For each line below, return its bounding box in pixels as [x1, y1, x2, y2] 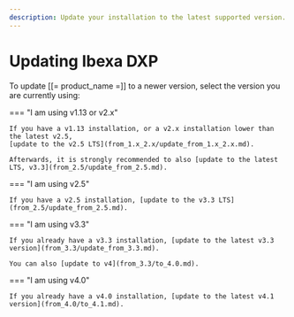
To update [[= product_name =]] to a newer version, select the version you [9, 81, 281, 91]
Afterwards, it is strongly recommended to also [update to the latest [9, 155, 278, 164]
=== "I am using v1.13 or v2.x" [9, 107, 118, 118]
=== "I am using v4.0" [9, 274, 90, 285]
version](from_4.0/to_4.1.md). [9, 299, 124, 308]
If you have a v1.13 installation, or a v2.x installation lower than [9, 124, 275, 133]
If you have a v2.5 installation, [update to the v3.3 [9, 196, 215, 205]
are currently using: [9, 89, 81, 100]
